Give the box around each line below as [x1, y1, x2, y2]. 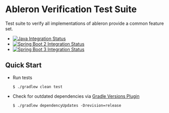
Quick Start [5, 61, 42, 69]
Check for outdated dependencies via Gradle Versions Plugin [12, 93, 140, 99]
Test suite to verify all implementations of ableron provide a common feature [5, 20, 164, 26]
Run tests [12, 74, 33, 81]
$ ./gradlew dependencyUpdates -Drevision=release [12, 103, 122, 108]
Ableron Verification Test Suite [5, 4, 137, 15]
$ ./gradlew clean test [12, 84, 63, 89]
